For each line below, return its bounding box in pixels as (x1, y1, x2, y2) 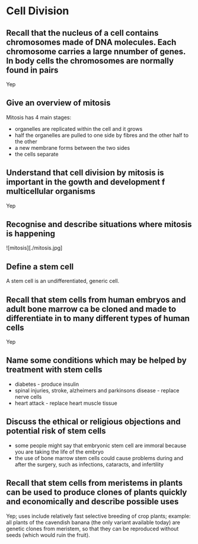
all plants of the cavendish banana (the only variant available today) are (6, 518, 181, 526)
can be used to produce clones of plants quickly (6, 488, 187, 498)
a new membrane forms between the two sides (14, 144, 130, 151)
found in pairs (6, 65, 59, 75)
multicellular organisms (6, 186, 96, 197)
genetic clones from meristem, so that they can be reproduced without (6, 525, 179, 532)
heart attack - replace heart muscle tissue (14, 400, 117, 407)
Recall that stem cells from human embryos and (6, 294, 186, 304)
